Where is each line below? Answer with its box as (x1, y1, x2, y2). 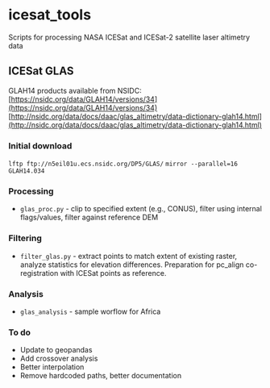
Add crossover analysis (19, 353, 98, 364)
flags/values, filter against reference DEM (19, 212, 159, 223)
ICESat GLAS (8, 65, 74, 78)
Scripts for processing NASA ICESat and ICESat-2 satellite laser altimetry (8, 32, 251, 42)
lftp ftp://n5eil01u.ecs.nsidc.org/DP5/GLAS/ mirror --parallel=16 (8, 160, 238, 169)
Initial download (8, 140, 73, 151)
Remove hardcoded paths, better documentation (19, 371, 182, 381)
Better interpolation (19, 362, 85, 372)
